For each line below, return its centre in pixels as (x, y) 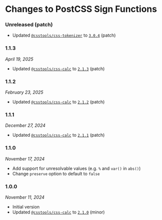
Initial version (26, 207)
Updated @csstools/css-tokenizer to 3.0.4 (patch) (64, 35)
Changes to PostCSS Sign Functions (81, 9)
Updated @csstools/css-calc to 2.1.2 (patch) (58, 102)
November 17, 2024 (25, 159)
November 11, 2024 (25, 197)
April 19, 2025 (19, 59)
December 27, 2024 (25, 125)
